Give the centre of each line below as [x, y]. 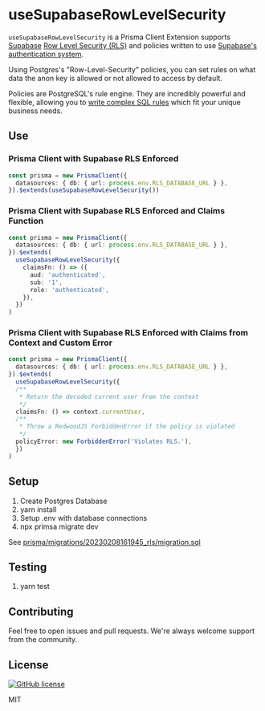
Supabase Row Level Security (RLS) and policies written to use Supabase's [132, 45]
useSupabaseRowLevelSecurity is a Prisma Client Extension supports [120, 37]
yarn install [38, 509]
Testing [28, 567]
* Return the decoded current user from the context [109, 396]
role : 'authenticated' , [69, 290]
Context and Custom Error [60, 343]
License [29, 665]
